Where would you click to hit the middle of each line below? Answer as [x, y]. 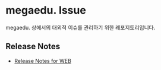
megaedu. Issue [46, 10]
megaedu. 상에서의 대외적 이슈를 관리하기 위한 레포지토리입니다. [80, 27]
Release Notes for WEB [43, 61]
